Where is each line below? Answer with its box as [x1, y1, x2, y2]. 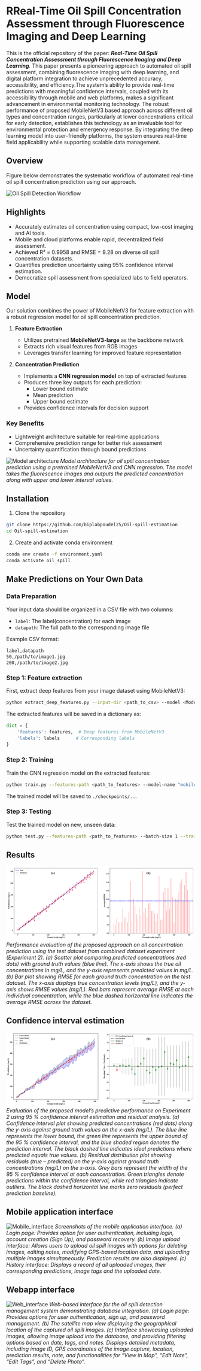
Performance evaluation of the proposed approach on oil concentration [6, 941, 184, 948]
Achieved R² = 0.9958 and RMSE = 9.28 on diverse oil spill [14, 248, 160, 256]
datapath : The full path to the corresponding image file [14, 624, 150, 631]
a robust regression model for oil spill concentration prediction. [6, 313, 162, 321]
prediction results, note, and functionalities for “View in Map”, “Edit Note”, [6, 1351, 188, 1358]
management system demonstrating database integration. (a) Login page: [6, 1307, 190, 1314]
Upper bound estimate [32, 398, 89, 405]
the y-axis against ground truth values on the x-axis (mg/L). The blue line [6, 1126, 187, 1133]
